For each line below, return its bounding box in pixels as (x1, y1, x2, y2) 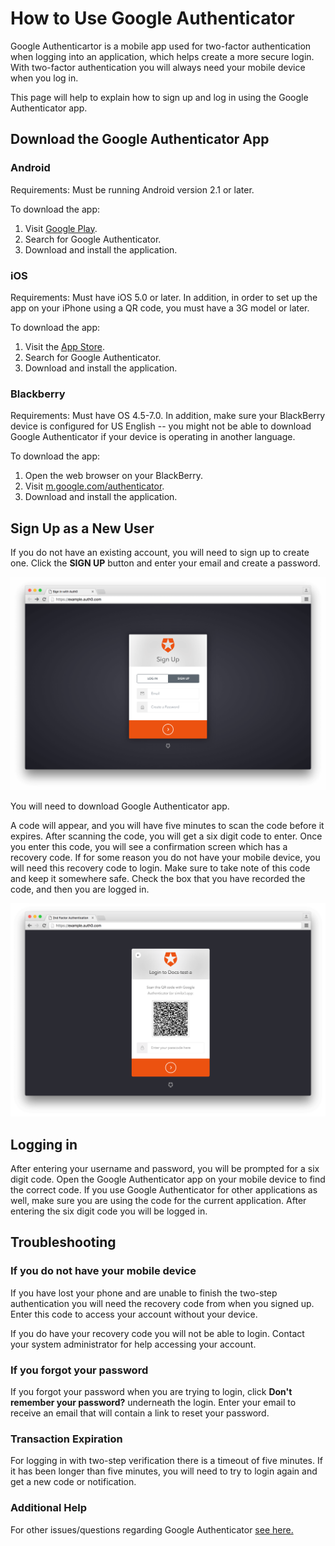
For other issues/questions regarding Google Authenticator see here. (10, 1523, 294, 1536)
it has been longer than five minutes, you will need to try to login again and (10, 1465, 318, 1477)
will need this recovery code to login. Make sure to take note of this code (10, 862, 311, 874)
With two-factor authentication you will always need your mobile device (10, 61, 306, 73)
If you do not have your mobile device (10, 1264, 197, 1278)
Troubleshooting (10, 1234, 117, 1251)
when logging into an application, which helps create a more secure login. (10, 50, 315, 62)
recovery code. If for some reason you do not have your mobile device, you (10, 852, 321, 864)
